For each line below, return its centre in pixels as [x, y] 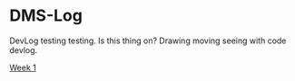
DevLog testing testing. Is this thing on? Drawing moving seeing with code [148, 40]
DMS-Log [46, 16]
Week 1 [23, 67]
